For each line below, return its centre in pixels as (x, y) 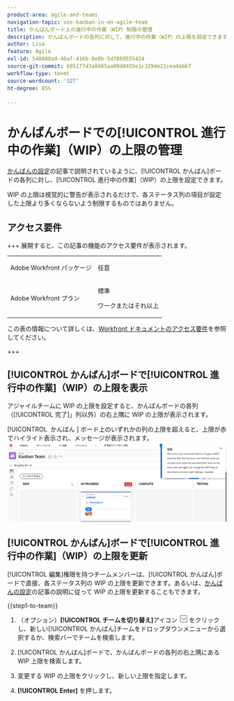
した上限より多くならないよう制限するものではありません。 (93, 203)
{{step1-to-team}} (33, 606)
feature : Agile (29, 52)
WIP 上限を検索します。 (51, 661)
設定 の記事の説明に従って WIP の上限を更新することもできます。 (111, 592)
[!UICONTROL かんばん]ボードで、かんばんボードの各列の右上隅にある (118, 652)
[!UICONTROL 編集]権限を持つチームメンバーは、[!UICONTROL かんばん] (112, 574)
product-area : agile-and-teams (53, 15)
